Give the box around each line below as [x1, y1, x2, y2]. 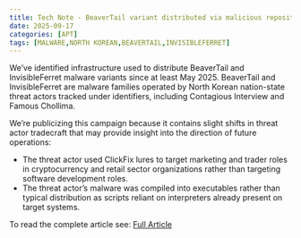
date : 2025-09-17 [9, 21, 74, 30]
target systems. [21, 202, 81, 213]
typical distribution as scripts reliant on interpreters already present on [21, 192, 283, 203]
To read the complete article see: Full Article [9, 219, 173, 230]
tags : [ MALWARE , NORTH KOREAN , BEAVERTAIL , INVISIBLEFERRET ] [9, 38, 230, 47]
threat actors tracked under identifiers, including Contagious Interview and [9, 91, 285, 102]
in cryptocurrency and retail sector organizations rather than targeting [21, 164, 281, 174]
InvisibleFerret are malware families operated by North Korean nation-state [9, 81, 285, 92]
